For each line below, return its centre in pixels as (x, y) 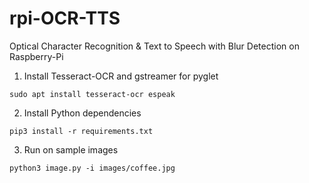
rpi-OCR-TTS (65, 18)
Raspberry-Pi (36, 56)
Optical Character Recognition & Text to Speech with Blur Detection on (154, 46)
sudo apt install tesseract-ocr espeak (92, 94)
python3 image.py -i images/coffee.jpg (92, 168)
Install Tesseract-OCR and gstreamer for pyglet (121, 76)
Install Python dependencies (82, 113)
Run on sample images (71, 149)
